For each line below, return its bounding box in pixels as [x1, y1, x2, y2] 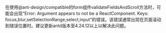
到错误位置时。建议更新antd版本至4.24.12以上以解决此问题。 [5, 23, 129, 29]
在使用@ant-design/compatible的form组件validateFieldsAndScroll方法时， [5, 4, 157, 10]
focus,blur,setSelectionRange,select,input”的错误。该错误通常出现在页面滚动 [5, 17, 162, 22]
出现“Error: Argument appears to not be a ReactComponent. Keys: [13, 10, 149, 16]
